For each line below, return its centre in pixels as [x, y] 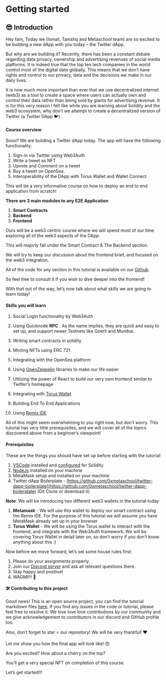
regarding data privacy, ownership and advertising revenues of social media [83, 59]
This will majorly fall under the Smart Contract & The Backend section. [77, 245]
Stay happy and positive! [38, 571]
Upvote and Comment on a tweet [46, 166]
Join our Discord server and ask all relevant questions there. [74, 566]
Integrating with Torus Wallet [42, 394]
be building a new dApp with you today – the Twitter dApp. [65, 44]
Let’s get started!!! [24, 672]
